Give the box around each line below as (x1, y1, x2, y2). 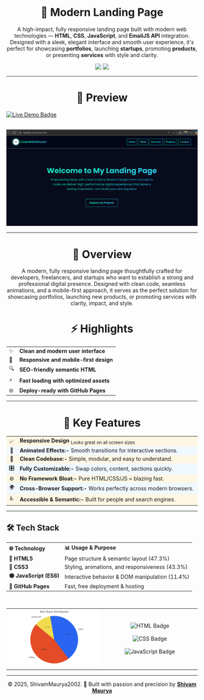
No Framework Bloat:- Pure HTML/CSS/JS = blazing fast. (19, 475, 165, 482)
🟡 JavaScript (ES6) (8, 572, 59, 579)
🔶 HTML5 (8, 555, 33, 562)
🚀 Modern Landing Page (40, 5, 164, 19)
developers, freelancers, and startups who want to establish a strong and (10, 274, 194, 281)
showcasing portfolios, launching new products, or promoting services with (7, 293, 196, 301)
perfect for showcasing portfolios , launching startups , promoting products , (7, 45, 197, 52)
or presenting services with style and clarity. (46, 51, 158, 58)
